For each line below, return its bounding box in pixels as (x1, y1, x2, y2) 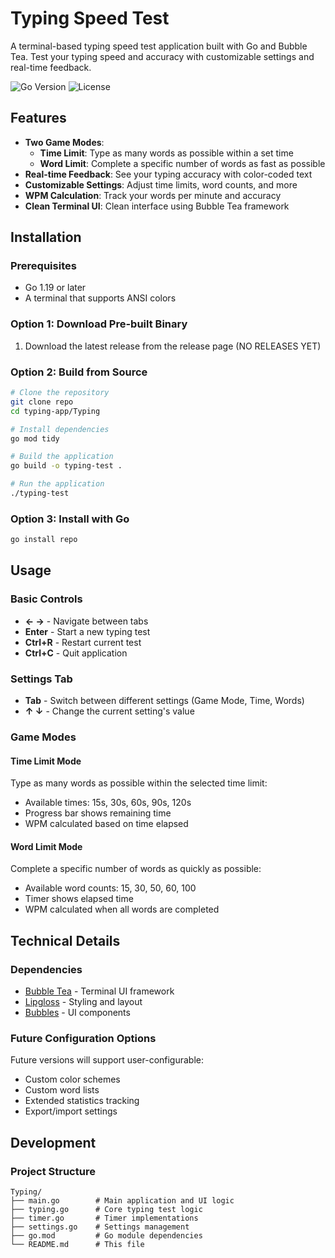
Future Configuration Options (10, 1032, 157, 1045)
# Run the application (10, 479, 105, 489)
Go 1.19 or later (24, 282, 87, 294)
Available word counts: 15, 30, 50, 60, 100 (24, 882, 197, 894)
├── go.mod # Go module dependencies (10, 1231, 203, 1241)
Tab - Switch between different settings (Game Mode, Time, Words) (24, 695, 305, 707)
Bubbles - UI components (24, 1007, 131, 1019)
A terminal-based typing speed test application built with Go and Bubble (10, 40, 308, 52)
